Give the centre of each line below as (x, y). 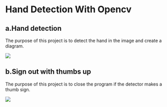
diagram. (15, 46)
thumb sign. (18, 89)
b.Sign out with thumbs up (48, 72)
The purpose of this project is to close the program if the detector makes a (84, 84)
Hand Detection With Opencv (68, 9)
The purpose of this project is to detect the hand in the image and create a (83, 40)
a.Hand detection (33, 28)
